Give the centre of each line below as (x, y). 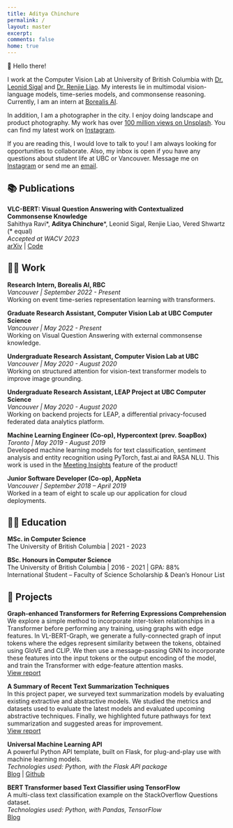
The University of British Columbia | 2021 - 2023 (77, 547)
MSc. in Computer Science (47, 539)
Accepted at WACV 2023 (44, 239)
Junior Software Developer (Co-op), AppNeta (74, 478)
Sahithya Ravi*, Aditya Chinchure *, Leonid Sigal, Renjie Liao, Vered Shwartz (116, 223)
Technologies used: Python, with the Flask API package (87, 767)
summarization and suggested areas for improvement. (85, 723)
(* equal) (20, 231)
